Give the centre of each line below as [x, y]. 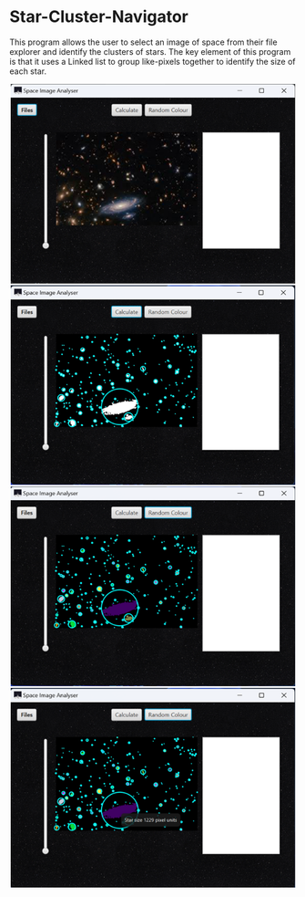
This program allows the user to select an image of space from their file [143, 42]
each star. [28, 71]
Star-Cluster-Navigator [99, 17]
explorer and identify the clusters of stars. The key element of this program [150, 51]
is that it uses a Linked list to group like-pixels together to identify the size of [152, 61]
